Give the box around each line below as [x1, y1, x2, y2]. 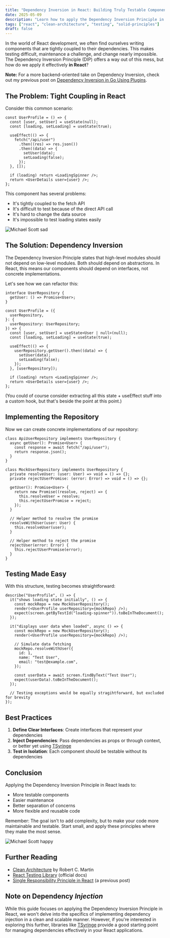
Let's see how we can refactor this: [5, 280, 78, 287]
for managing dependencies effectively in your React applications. [5, 927, 144, 933]
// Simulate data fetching [14, 642, 71, 647]
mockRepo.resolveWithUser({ [14, 646, 73, 651]
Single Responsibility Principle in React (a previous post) [12, 877, 131, 883]
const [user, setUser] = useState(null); [10, 119, 99, 124]
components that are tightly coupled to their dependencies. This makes [5, 46, 154, 52]
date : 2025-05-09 [5, 12, 42, 17]
